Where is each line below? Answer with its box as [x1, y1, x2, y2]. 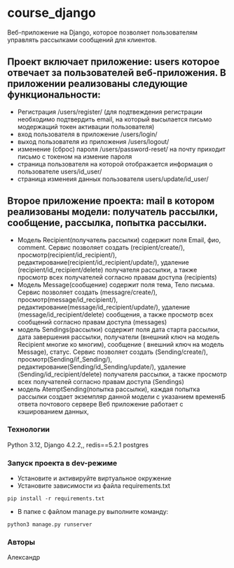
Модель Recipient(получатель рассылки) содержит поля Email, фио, [17, 235, 221, 244]
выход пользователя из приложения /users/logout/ [17, 137, 170, 145]
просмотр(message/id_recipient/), [17, 295, 118, 303]
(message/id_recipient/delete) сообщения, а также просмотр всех [17, 310, 214, 319]
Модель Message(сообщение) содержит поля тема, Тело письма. [17, 280, 215, 289]
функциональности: [7, 89, 102, 101]
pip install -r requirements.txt [7, 495, 105, 503]
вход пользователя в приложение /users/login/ [17, 130, 158, 138]
